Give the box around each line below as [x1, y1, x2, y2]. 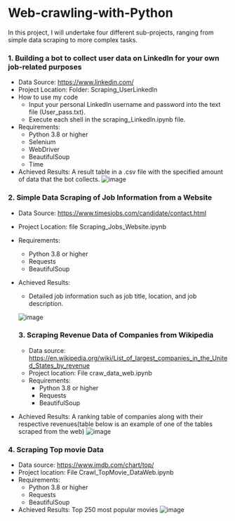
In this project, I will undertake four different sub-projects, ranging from [8, 28, 214, 37]
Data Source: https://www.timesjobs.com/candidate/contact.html [18, 209, 206, 217]
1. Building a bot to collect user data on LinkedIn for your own [8, 53, 220, 63]
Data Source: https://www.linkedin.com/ [18, 78, 134, 86]
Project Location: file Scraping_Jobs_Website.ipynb [18, 222, 167, 231]
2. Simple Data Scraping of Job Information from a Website [8, 193, 213, 202]
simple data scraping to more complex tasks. [8, 35, 137, 44]
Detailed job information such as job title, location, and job [28, 292, 197, 300]
